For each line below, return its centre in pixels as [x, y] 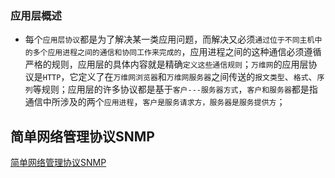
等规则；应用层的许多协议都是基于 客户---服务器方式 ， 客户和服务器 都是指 [175, 89]
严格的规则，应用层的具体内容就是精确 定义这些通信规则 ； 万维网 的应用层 [166, 64]
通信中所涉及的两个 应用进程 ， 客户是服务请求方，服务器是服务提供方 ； [155, 102]
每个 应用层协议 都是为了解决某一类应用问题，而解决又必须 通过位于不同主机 [169, 39]
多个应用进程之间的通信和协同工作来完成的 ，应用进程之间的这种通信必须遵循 [177, 52]
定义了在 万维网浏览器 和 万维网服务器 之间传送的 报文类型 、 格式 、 [198, 77]
